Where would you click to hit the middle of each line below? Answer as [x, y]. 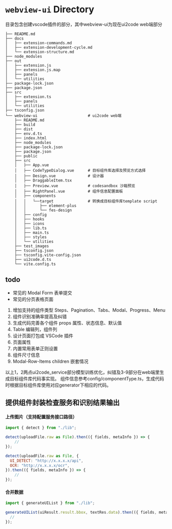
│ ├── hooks [29, 219]
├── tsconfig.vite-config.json [48, 255]
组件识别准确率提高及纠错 [40, 316]
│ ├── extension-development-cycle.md [49, 47]
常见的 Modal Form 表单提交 [42, 293]
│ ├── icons [29, 223]
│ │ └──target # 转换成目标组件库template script [86, 201]
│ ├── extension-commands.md [39, 43]
